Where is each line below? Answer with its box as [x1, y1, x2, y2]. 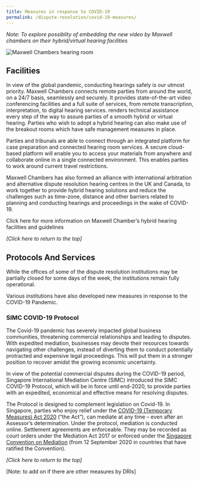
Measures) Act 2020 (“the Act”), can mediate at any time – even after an [6, 413, 183, 420]
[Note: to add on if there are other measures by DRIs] [6, 468, 137, 475]
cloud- [168, 143, 185, 151]
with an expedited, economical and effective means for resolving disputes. [6, 389, 189, 396]
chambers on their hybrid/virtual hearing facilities [6, 37, 128, 44]
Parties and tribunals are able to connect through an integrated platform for [6, 138, 190, 145]
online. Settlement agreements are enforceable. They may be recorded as [6, 426, 187, 433]
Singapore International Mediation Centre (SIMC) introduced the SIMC [6, 376, 178, 384]
